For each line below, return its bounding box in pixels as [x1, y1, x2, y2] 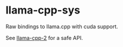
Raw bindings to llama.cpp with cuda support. [5, 23, 118, 30]
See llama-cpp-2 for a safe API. [5, 34, 83, 41]
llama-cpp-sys [5, 4, 81, 17]
